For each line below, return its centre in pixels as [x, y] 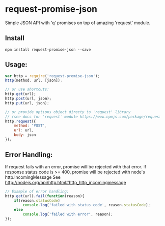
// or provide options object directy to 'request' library [68, 112]
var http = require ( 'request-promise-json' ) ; [52, 76]
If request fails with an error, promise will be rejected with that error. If [76, 166]
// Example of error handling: [37, 191]
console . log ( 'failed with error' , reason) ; [68, 214]
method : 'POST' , [31, 126]
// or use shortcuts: [27, 90]
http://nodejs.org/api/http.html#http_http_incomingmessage [66, 182]
